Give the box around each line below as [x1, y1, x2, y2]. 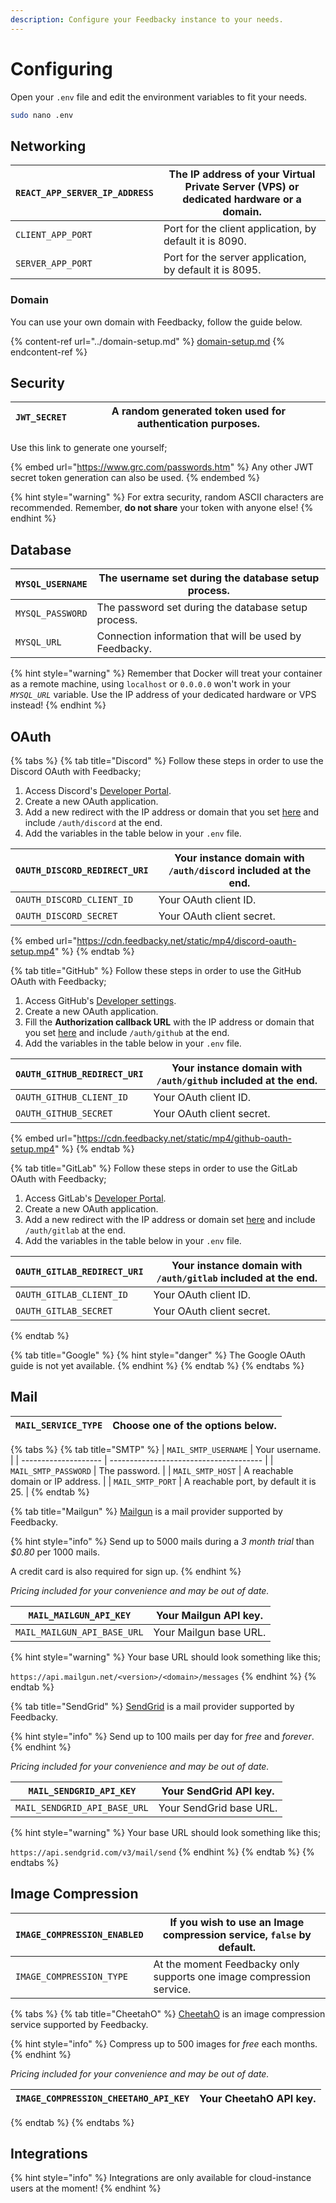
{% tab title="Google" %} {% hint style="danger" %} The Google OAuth [10, 1349, 306, 1361]
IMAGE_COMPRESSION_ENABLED [15, 1929, 144, 1940]
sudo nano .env [10, 110, 74, 120]
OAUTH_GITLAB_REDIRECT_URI [15, 1266, 144, 1277]
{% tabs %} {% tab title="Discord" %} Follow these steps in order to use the [10, 754, 324, 766]
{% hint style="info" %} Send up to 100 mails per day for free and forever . [10, 1730, 315, 1742]
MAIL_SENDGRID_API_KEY [28, 1785, 137, 1796]
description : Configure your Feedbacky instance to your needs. [10, 14, 284, 25]
